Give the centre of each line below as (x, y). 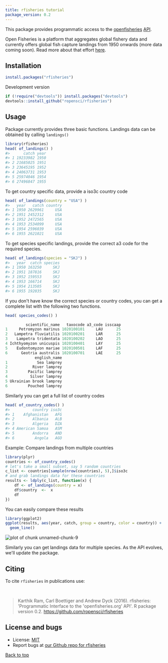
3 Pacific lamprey (34, 372)
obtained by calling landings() (37, 135)
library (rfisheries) (27, 144)
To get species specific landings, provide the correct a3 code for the (77, 243)
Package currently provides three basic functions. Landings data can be (80, 129)
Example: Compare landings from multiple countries (59, 448)
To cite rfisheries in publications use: (45, 581)
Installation (23, 66)
